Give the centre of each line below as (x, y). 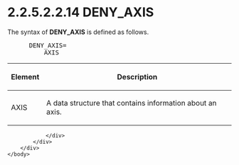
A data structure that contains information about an (131, 103)
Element (25, 76)
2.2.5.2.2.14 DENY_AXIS (81, 12)
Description (137, 76)
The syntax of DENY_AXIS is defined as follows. (78, 32)
